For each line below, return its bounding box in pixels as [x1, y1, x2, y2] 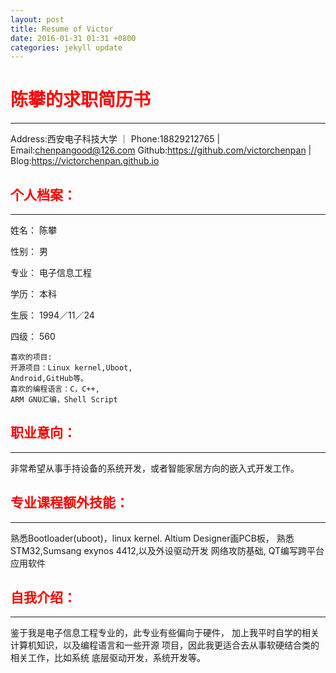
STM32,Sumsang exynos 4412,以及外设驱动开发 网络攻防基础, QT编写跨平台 [10, 544, 325, 556]
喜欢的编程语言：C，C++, [10, 384, 100, 394]
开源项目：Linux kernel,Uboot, [10, 363, 133, 373]
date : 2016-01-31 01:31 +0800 [10, 33, 137, 43]
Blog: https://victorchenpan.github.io [10, 155, 160, 167]
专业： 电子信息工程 [10, 267, 92, 278]
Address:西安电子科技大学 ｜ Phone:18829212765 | [10, 133, 221, 145]
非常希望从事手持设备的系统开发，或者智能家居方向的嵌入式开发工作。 [10, 462, 300, 474]
